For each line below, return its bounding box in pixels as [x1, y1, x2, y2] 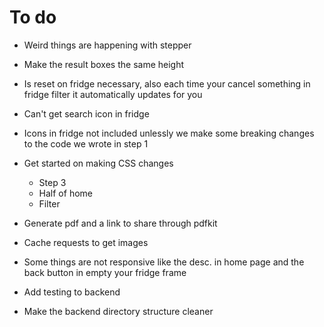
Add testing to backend [23, 286, 121, 298]
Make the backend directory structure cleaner [23, 305, 214, 317]
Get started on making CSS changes [23, 157, 174, 169]
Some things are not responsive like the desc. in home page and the [23, 256, 305, 268]
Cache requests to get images [23, 236, 149, 248]
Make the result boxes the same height [23, 58, 185, 70]
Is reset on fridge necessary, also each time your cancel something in [23, 77, 311, 90]
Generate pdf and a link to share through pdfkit [23, 217, 218, 229]
